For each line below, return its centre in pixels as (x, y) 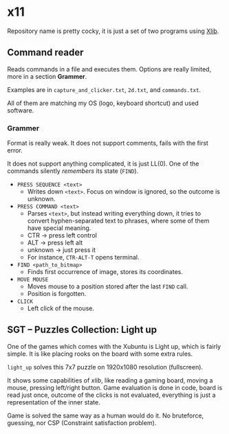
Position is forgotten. (57, 294)
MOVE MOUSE (33, 280)
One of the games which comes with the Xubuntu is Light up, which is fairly (114, 346)
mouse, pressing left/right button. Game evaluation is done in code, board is (115, 387)
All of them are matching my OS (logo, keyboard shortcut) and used (103, 103)
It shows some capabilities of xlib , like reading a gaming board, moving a (110, 380)
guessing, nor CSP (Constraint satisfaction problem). (82, 422)
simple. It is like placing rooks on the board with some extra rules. (100, 354)
